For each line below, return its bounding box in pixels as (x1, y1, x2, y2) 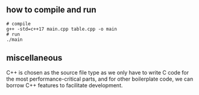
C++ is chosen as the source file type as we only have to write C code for (6, 69, 189, 76)
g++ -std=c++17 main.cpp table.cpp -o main (6, 26, 118, 32)
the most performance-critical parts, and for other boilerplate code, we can (6, 75, 194, 82)
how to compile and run (6, 5, 96, 15)
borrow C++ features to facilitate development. (6, 81, 123, 89)
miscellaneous (6, 53, 63, 63)
